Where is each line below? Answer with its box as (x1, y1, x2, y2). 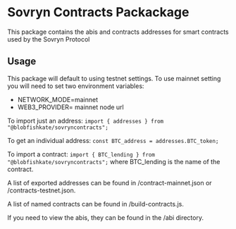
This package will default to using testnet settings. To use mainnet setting (7, 74, 221, 82)
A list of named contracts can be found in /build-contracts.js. (7, 199, 185, 208)
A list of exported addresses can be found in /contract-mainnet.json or (7, 178, 213, 187)
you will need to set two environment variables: (7, 82, 144, 90)
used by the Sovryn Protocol (7, 35, 90, 43)
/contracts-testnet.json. (7, 186, 76, 194)
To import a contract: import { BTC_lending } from (7, 149, 155, 159)
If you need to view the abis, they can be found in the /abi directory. (7, 213, 204, 222)
